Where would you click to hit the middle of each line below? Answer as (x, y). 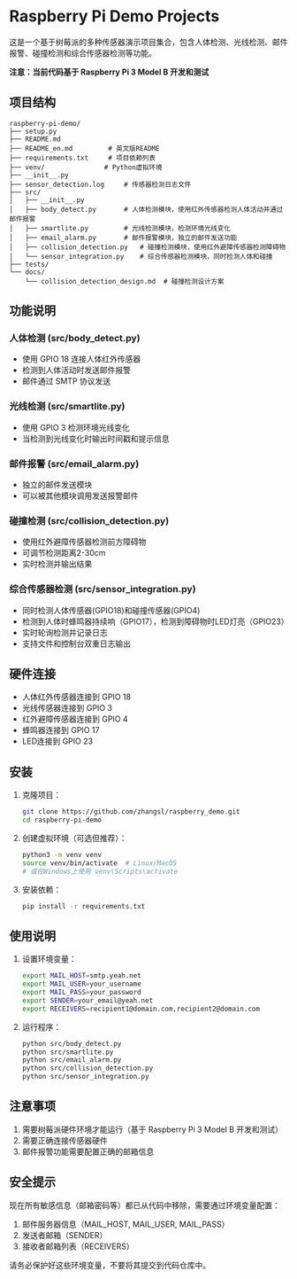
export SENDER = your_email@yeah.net (88, 1000)
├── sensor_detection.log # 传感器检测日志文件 (100, 184)
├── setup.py (33, 131)
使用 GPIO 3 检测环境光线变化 (76, 427)
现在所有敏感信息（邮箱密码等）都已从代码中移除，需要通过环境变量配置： (145, 1205)
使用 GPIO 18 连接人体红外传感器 (81, 359)
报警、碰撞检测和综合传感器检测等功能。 (83, 53)
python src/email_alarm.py (72, 1060)
